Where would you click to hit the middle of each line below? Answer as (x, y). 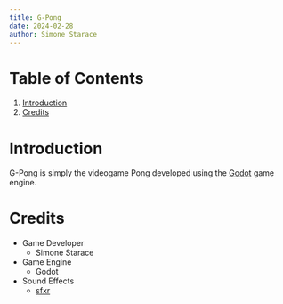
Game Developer (53, 243)
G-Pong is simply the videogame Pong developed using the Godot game (142, 173)
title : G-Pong (36, 17)
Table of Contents (77, 78)
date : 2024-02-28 (41, 26)
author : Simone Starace (53, 34)
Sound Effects (48, 281)
